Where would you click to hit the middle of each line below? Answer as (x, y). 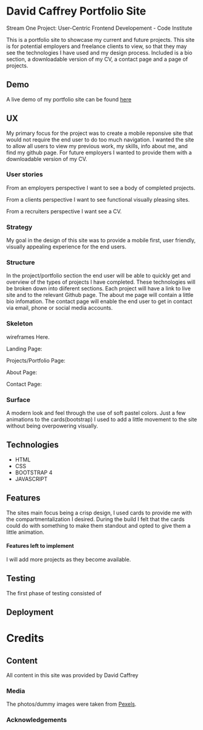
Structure (21, 262)
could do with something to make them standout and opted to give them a (98, 525)
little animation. (25, 532)
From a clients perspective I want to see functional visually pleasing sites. (98, 199)
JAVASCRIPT (31, 479)
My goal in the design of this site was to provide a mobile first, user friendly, (101, 240)
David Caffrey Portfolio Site (76, 11)
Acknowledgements (37, 720)
